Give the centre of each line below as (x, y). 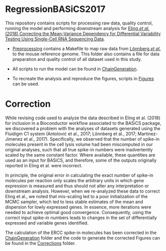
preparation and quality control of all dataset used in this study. (77, 59)
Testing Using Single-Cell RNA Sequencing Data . (55, 39)
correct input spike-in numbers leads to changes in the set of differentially (81, 218)
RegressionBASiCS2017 (55, 9)
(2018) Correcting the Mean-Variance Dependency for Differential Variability (83, 33)
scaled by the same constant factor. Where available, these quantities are (80, 155)
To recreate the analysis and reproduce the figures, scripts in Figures (83, 78)
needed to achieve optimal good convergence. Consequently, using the (78, 212)
